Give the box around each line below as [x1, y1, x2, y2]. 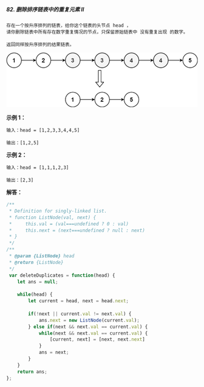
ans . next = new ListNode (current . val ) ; [38, 317, 140, 323]
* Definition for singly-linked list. [8, 208, 107, 214]
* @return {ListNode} [8, 259, 64, 265]
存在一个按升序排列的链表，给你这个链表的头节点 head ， [6, 22, 132, 29]
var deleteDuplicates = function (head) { [8, 272, 115, 279]
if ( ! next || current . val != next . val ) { [28, 311, 132, 317]
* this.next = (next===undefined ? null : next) [8, 227, 146, 233]
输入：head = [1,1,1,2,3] [6, 165, 69, 171]
